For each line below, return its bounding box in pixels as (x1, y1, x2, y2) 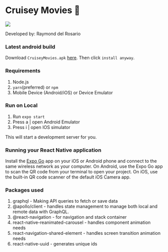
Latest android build (5, 43, 55, 50)
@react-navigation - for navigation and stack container (12, 214, 127, 220)
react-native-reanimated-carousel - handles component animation (12, 219, 151, 226)
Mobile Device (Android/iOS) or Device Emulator (12, 89, 114, 95)
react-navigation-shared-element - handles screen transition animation (12, 230, 160, 236)
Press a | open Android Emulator (12, 118, 80, 125)
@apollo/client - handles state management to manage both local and (12, 204, 158, 210)
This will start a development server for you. (5, 134, 97, 140)
